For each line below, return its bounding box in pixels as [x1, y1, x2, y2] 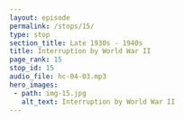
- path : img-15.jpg [13, 88, 87, 97]
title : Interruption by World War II [9, 47, 152, 56]
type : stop [9, 30, 51, 39]
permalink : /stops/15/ [9, 22, 95, 31]
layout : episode [9, 13, 70, 23]
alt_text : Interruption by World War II [21, 97, 176, 106]
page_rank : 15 [9, 55, 63, 64]
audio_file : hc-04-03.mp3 [9, 72, 106, 81]
